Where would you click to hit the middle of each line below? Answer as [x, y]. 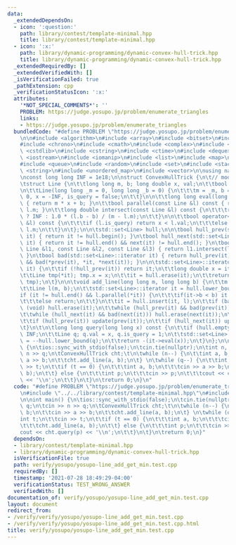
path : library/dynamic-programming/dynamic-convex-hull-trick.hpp [119, 53]
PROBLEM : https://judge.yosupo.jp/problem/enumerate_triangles [114, 112]
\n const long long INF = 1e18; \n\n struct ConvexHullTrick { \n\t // [119, 177]
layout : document [33, 504]
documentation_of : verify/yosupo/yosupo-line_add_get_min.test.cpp [108, 498]
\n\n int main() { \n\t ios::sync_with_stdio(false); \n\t [102, 399]
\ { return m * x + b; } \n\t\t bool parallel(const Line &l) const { [122, 204]
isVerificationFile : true [52, 459]
